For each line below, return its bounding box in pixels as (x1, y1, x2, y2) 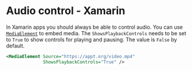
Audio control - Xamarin (6, 4, 126, 18)
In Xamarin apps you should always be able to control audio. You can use (6, 23, 183, 31)
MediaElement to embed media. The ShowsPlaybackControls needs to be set (6, 29, 187, 36)
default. (6, 42, 25, 49)
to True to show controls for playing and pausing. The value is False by (6, 36, 177, 43)
